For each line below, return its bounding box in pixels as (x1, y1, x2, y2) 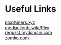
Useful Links (5, 3, 57, 15)
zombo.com (5, 35, 29, 41)
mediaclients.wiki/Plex (5, 24, 50, 30)
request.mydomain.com (5, 30, 52, 35)
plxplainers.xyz (5, 19, 35, 25)
